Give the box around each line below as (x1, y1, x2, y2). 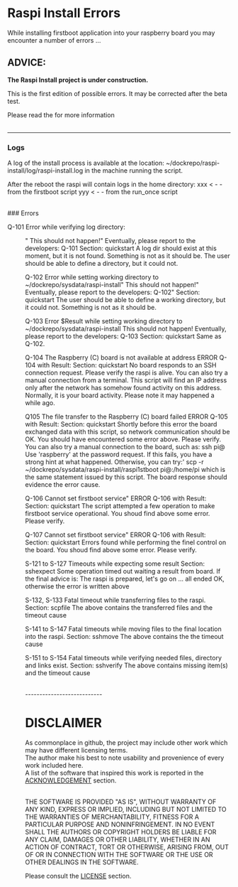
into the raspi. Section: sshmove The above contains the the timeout (25, 633, 225, 641)
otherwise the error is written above (25, 582, 130, 591)
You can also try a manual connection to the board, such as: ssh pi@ (25, 443, 225, 451)
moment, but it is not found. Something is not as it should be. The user (25, 252, 230, 260)
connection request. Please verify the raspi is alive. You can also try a (25, 368, 228, 377)
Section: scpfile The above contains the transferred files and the (25, 603, 213, 612)
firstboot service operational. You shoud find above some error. (25, 510, 210, 518)
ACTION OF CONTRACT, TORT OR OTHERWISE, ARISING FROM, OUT (25, 842, 229, 851)
